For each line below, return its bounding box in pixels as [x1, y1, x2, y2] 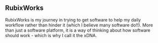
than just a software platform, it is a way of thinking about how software [5, 27, 151, 33]
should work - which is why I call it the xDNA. [5, 32, 97, 38]
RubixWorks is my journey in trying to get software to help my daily [5, 17, 141, 22]
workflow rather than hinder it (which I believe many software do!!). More [5, 22, 154, 28]
